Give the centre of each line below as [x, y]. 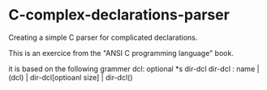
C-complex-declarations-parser [119, 15]
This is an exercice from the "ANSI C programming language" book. [121, 53]
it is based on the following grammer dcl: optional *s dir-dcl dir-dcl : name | [134, 69]
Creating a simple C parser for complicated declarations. [103, 37]
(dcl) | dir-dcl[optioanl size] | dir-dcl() [71, 77]
